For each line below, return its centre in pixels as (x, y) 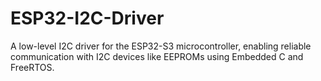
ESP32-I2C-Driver (87, 18)
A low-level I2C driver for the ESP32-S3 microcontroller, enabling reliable (161, 46)
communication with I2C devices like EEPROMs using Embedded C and (157, 56)
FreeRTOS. (32, 67)
